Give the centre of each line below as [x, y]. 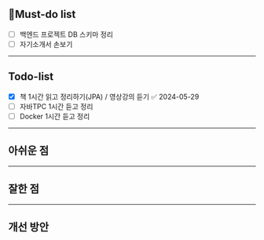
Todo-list [31, 76]
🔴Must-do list [42, 15]
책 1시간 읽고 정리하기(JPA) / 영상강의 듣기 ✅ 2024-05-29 [109, 96]
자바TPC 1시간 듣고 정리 [56, 106]
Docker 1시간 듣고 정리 [55, 116]
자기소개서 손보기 [46, 44]
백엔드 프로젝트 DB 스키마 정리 [66, 34]
